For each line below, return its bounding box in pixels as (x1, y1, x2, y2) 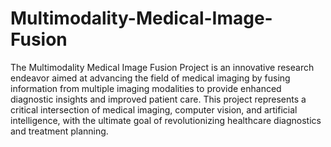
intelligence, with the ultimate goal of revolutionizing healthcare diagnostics (10, 114, 322, 126)
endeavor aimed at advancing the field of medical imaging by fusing (10, 72, 291, 84)
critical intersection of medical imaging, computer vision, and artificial (10, 103, 298, 116)
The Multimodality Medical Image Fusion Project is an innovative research (10, 61, 315, 73)
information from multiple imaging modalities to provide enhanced (10, 82, 282, 94)
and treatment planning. (10, 125, 109, 137)
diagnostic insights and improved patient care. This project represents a (10, 93, 307, 105)
